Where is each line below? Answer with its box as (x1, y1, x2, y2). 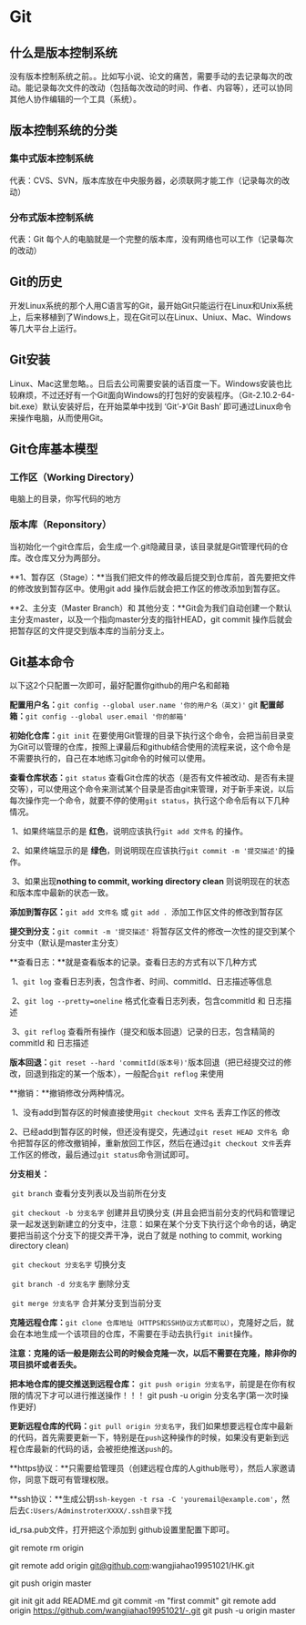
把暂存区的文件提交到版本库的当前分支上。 (9, 625, 169, 636)
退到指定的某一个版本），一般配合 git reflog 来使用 (33, 1068, 225, 1079)
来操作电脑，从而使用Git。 (9, 412, 108, 423)
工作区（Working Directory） (9, 471, 139, 484)
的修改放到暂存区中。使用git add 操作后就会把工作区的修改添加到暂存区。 (9, 583, 285, 594)
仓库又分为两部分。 (33, 552, 106, 563)
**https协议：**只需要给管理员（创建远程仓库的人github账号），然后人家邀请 (9, 1463, 296, 1474)
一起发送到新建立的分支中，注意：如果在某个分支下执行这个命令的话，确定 (16, 1219, 297, 1230)
